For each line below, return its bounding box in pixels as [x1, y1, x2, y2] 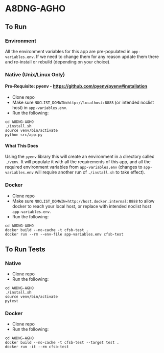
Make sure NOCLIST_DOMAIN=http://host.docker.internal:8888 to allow [12, 198, 155, 204]
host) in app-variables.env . [12, 105, 68, 111]
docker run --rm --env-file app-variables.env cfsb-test [5, 232, 124, 236]
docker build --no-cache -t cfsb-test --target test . [5, 340, 119, 345]
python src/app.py [5, 132, 43, 137]
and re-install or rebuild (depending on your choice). [5, 59, 111, 64]
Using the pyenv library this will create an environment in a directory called [5, 153, 155, 160]
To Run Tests [5, 245, 46, 253]
